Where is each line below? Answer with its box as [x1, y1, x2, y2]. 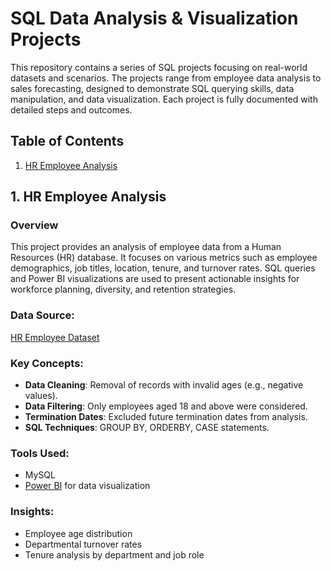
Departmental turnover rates [24, 538, 143, 550]
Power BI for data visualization [24, 480, 151, 492]
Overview [10, 218, 59, 232]
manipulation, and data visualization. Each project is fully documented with [10, 93, 318, 105]
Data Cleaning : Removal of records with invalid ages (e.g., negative [24, 379, 304, 391]
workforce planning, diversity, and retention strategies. [10, 283, 237, 296]
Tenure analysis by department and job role [24, 548, 205, 561]
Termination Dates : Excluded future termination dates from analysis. [24, 411, 308, 423]
